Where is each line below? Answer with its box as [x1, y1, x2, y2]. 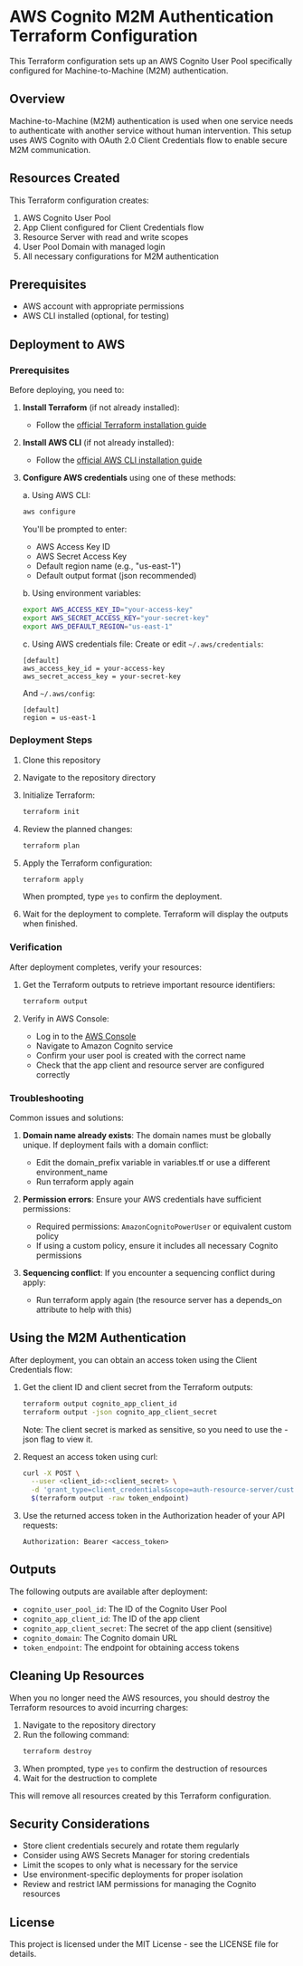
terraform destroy [22, 1746, 92, 1756]
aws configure [22, 507, 76, 517]
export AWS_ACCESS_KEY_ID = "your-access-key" [22, 605, 194, 614]
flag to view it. [40, 1434, 93, 1444]
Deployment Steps [9, 734, 93, 746]
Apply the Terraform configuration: [22, 858, 153, 868]
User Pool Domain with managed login [22, 241, 166, 252]
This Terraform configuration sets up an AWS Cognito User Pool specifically [9, 55, 292, 66]
